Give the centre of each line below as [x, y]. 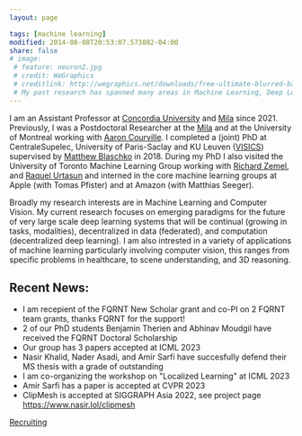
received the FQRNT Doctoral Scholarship [100, 338]
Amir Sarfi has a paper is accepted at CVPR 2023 [114, 386]
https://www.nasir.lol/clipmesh [79, 405]
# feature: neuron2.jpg [58, 67]
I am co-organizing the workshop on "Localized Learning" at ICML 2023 [156, 376]
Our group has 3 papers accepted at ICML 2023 [111, 348]
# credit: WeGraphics [53, 76]
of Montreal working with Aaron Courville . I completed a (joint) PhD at [138, 137]
